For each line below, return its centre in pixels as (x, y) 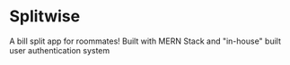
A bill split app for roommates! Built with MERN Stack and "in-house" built (145, 41)
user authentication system (60, 50)
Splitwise (45, 16)
